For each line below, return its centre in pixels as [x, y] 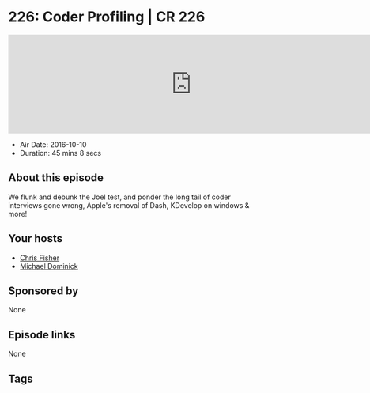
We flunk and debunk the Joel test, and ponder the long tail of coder [119, 197]
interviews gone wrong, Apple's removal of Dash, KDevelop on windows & [129, 205]
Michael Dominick [49, 266]
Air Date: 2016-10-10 [53, 144]
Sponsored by [43, 291]
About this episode [56, 178]
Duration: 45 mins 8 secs [60, 153]
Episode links [42, 335]
